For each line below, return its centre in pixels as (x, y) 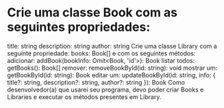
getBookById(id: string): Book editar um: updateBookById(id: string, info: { (111, 75)
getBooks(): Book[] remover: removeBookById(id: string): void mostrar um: (112, 68)
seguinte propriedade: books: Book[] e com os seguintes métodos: (101, 53)
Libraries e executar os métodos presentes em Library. (84, 96)
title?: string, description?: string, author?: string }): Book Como (96, 82)
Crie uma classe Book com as (92, 13)
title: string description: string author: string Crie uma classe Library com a (112, 46)
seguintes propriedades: (79, 27)
